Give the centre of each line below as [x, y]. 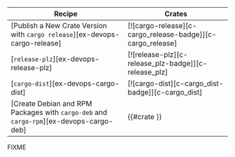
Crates [176, 14]
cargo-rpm [27, 122]
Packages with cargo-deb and [59, 112]
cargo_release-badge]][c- [172, 34]
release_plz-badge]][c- [168, 63]
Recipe [66, 14]
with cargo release [42, 34]
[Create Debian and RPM [51, 103]
